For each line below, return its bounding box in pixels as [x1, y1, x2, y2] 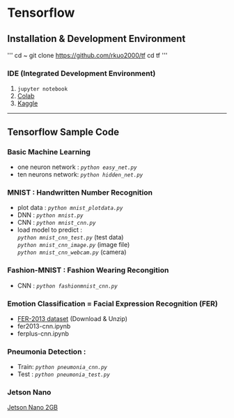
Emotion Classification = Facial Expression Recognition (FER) [7, 299, 218, 308]
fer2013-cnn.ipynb [17, 322, 71, 330]
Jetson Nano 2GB [7, 403, 58, 412]
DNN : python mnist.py [17, 211, 84, 219]
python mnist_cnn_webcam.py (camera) [17, 248, 127, 256]
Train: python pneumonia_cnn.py [17, 363, 108, 371]
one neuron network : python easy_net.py [17, 163, 137, 171]
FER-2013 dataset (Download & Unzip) [17, 314, 127, 322]
